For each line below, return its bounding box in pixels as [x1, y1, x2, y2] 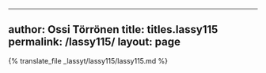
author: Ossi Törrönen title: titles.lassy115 [8, 23, 218, 36]
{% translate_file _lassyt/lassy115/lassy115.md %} [8, 56, 169, 65]
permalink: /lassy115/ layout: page [8, 35, 180, 49]
